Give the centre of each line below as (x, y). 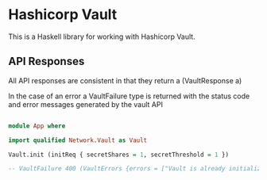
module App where (37, 126)
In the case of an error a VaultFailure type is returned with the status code (129, 96)
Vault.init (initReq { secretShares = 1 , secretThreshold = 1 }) (118, 155)
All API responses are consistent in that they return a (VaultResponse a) (125, 80)
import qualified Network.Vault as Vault (78, 140)
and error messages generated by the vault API (85, 104)
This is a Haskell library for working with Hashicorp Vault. (102, 36)
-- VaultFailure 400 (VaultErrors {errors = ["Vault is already (117, 169)
